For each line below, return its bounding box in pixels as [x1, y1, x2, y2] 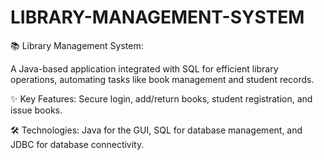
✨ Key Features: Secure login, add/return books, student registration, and [10, 92, 313, 105]
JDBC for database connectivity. [10, 138, 145, 150]
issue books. [10, 104, 63, 116]
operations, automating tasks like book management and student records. [10, 73, 315, 85]
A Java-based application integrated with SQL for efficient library [10, 62, 279, 75]
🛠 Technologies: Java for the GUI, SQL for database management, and [10, 124, 303, 136]
